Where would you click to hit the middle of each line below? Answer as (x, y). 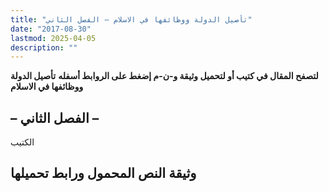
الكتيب (22, 142)
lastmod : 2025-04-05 (53, 38)
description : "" (44, 47)
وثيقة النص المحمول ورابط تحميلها (103, 173)
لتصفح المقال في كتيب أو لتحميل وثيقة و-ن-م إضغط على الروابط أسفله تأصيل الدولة (164, 76)
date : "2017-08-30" (51, 29)
